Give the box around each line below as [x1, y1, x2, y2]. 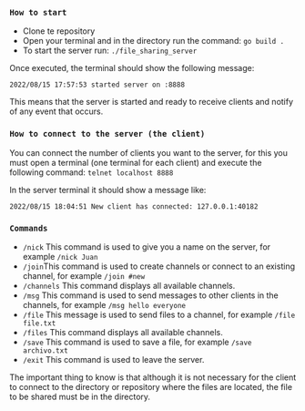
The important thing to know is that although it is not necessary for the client [9, 372, 297, 383]
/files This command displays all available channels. [22, 326, 223, 337]
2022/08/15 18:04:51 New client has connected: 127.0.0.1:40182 [9, 201, 259, 211]
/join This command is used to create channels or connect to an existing [22, 261, 296, 272]
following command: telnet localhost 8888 [9, 167, 174, 178]
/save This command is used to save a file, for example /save [22, 336, 252, 347]
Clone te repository [22, 26, 96, 36]
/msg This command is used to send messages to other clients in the [22, 290, 280, 301]
